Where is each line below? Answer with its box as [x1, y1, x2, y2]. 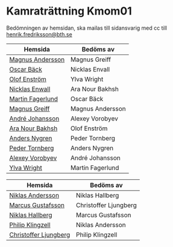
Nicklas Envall [70, 65, 110, 73]
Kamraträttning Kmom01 [6, 4, 133, 18]
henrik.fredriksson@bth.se [6, 30, 72, 38]
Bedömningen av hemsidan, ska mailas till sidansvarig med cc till [6, 24, 168, 31]
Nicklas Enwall [9, 85, 51, 93]
